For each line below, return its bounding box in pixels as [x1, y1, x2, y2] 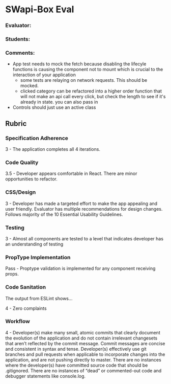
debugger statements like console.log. [5, 373, 85, 379]
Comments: [5, 49, 35, 56]
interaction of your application [12, 72, 76, 78]
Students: [5, 36, 31, 43]
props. [5, 271, 19, 277]
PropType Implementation [5, 254, 71, 261]
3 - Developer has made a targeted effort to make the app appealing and [5, 200, 158, 207]
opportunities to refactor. [5, 176, 58, 182]
